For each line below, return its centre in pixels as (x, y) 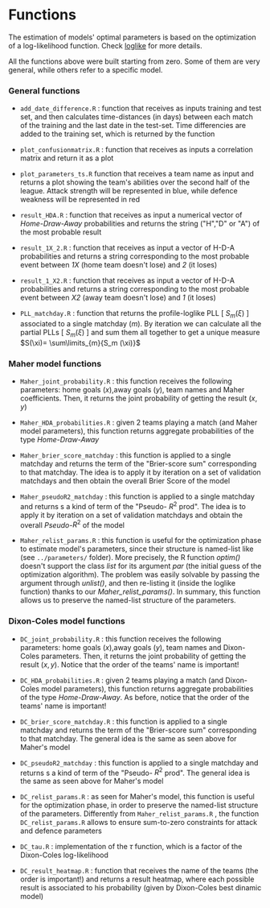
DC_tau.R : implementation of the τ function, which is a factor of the (131, 847)
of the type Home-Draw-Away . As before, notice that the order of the (135, 697)
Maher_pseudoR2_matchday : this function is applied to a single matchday (137, 496)
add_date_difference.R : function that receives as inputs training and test (141, 108)
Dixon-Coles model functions (67, 621)
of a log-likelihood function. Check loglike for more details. (105, 45)
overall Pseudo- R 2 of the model (72, 524)
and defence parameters (61, 831)
